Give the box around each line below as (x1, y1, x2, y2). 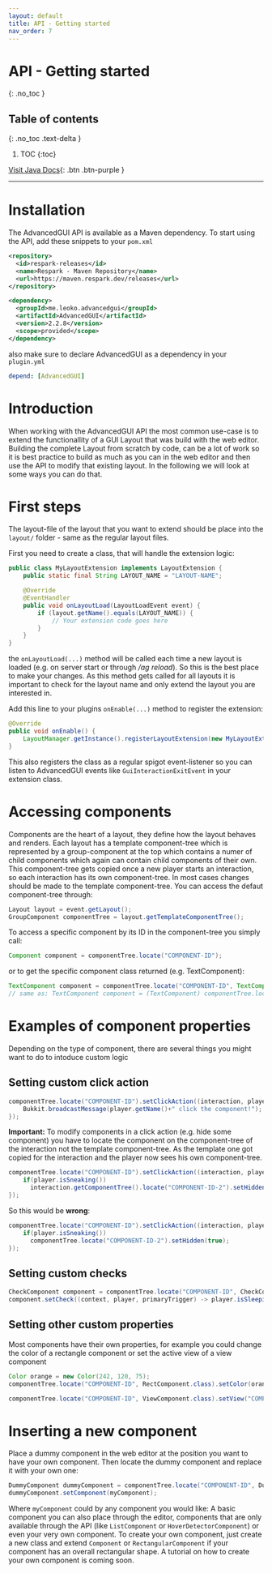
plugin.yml (8, 357, 45, 365)
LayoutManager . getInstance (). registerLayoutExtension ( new (23, 734, 223, 742)
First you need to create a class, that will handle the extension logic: (8, 549, 235, 558)
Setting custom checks (8, 1266, 128, 1280)
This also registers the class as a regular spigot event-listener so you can (8, 757, 253, 767)
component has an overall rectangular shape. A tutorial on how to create (8, 1547, 249, 1557)
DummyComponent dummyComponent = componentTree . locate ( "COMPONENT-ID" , (8, 1481, 255, 1490)
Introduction (8, 399, 94, 417)
